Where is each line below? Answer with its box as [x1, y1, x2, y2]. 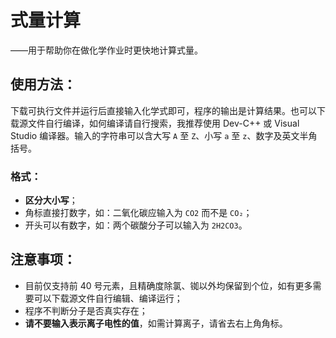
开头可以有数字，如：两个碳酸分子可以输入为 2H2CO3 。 [24, 219, 248, 231]
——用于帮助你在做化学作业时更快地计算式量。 [10, 44, 203, 56]
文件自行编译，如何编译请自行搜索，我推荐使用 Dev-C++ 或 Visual [27, 117, 300, 129]
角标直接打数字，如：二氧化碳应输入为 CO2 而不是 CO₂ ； [24, 207, 253, 219]
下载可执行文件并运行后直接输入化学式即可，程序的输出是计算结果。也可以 [10, 104, 317, 116]
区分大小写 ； [24, 194, 78, 206]
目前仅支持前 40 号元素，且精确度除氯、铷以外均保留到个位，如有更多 [24, 279, 313, 291]
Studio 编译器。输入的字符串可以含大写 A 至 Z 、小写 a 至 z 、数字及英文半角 [10, 129, 318, 141]
